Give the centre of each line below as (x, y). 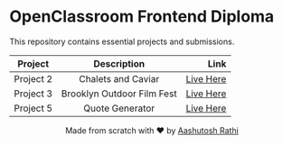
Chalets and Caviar (119, 78)
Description (119, 63)
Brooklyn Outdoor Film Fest (119, 94)
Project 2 (33, 78)
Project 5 (33, 108)
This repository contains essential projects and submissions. (122, 41)
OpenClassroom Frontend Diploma (142, 17)
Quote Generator (119, 108)
